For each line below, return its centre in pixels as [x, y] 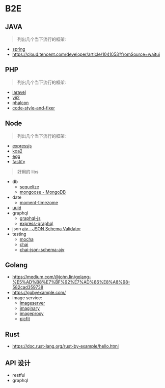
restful [19, 375]
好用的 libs [28, 172]
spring [19, 49]
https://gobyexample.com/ [39, 293]
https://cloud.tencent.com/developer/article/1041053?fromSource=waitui [86, 54]
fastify [19, 161]
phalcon [20, 103]
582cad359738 [28, 287]
